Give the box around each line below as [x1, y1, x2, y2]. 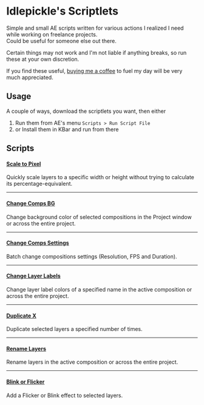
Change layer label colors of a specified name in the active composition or [6, 285, 192, 293]
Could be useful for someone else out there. [6, 37, 117, 44]
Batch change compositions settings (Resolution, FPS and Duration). [6, 253, 177, 260]
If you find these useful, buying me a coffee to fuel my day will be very [6, 67, 183, 74]
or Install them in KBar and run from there [15, 126, 119, 133]
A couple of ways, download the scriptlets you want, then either [6, 107, 166, 115]
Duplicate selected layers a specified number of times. [6, 325, 143, 333]
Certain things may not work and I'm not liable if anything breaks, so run [6, 49, 187, 56]
